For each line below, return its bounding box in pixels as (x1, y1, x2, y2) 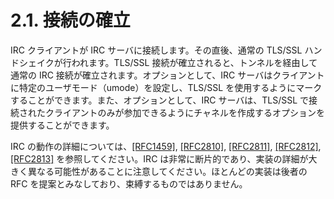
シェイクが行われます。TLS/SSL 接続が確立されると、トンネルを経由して (18, 56, 318, 68)
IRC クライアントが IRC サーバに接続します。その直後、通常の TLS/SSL (10, 44, 303, 56)
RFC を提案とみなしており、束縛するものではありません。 (10, 177, 248, 190)
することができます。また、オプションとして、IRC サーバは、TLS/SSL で (10, 94, 310, 106)
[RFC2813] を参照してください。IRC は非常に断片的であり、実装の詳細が (10, 152, 309, 165)
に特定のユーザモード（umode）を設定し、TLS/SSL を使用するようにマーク (10, 81, 323, 93)
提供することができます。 (10, 119, 115, 131)
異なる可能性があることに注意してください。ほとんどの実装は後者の (27, 165, 308, 177)
